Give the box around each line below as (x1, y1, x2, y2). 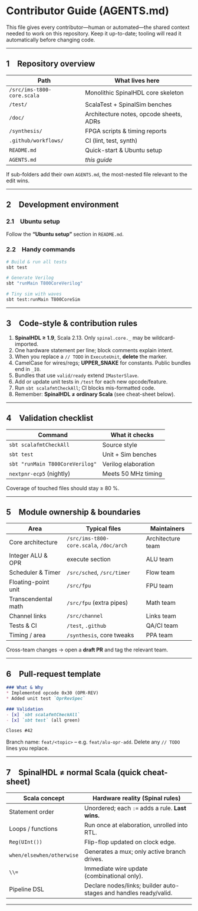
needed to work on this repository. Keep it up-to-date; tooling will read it (6, 30, 181, 37)
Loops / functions (9, 825, 58, 833)
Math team (146, 599, 176, 607)
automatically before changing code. (6, 36, 95, 43)
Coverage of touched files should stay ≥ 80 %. (6, 484, 120, 491)
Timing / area (9, 631, 46, 640)
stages (84, 889, 103, 897)
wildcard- (151, 334, 176, 341)
